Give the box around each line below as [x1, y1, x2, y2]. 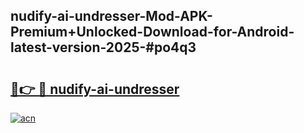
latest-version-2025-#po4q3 [10, 39, 197, 56]
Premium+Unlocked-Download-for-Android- [10, 24, 295, 41]
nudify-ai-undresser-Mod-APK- [10, 8, 213, 25]
